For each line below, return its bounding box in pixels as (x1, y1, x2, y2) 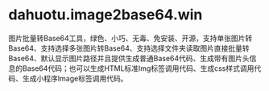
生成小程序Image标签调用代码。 (22, 73, 128, 83)
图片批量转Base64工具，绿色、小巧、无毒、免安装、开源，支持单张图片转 (8, 33, 253, 43)
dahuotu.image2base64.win (8, 6, 203, 24)
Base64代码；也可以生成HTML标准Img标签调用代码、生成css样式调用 (22, 63, 255, 73)
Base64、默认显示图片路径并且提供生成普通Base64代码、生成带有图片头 (8, 53, 250, 63)
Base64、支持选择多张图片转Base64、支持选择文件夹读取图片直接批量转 (8, 43, 250, 53)
